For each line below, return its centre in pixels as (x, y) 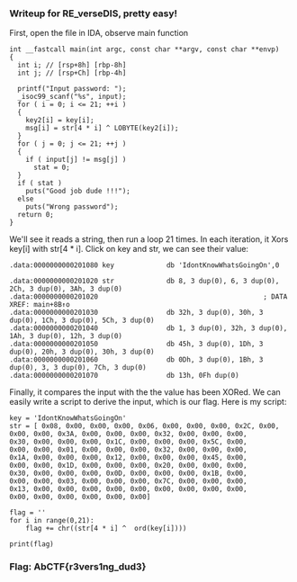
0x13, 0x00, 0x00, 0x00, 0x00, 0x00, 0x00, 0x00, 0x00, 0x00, (128, 489)
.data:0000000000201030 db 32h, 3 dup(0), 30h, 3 (136, 313)
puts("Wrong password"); (72, 207)
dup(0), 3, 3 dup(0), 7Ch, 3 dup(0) (78, 368)
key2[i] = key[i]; (60, 121)
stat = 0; (51, 168)
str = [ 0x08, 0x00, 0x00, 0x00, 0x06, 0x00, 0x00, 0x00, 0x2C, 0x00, (144, 426)
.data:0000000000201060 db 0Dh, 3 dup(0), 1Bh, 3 (136, 360)
